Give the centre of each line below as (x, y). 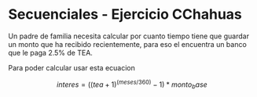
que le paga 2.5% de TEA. (50, 52)
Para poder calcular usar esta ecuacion (72, 67)
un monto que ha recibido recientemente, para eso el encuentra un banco (128, 44)
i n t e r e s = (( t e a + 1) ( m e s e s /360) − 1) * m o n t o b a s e (132, 84)
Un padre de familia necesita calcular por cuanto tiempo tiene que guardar (129, 36)
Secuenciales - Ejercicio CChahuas (125, 14)
